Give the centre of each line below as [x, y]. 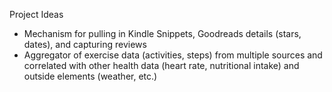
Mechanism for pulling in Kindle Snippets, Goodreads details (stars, [162, 33]
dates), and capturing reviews [85, 44]
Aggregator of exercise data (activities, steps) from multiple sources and [173, 55]
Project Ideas [36, 14]
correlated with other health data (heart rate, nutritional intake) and [161, 65]
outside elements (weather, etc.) [90, 76]
